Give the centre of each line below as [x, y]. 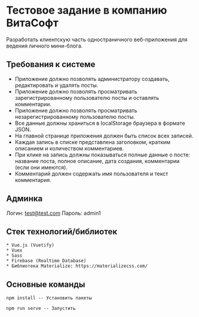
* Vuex [14, 250]
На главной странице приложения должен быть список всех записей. [104, 136]
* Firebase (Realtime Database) [46, 261]
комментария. [33, 180]
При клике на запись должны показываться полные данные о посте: [102, 155]
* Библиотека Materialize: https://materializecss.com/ [77, 266]
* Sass [14, 256]
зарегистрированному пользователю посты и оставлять [87, 98]
